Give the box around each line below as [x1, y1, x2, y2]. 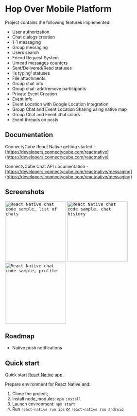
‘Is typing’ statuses [12, 70, 50, 76]
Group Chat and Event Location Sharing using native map [12, 106, 127, 112]
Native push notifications [12, 345, 62, 351]
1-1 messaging [12, 39, 41, 45]
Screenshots [5, 188, 45, 196]
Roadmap [5, 332, 35, 340]
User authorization [12, 29, 50, 35]
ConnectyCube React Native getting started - [5, 143, 96, 149]
